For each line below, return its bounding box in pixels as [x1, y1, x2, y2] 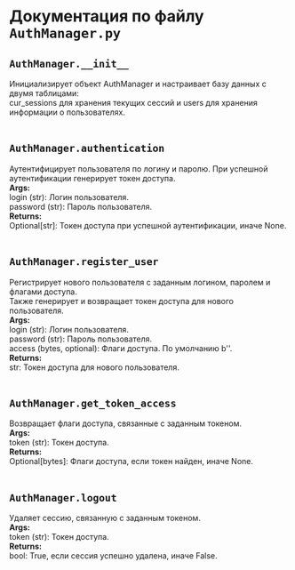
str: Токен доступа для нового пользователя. [9, 362, 179, 373]
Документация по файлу [9, 6, 204, 27]
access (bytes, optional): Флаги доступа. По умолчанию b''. [9, 342, 233, 353]
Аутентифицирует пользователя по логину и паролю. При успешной [9, 163, 268, 174]
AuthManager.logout [9, 491, 117, 504]
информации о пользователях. [9, 107, 126, 117]
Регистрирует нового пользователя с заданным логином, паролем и [9, 277, 271, 287]
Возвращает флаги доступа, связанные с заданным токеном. [9, 418, 243, 429]
